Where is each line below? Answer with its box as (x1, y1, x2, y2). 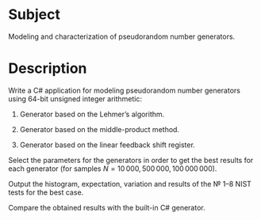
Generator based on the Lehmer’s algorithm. (19, 109, 165, 119)
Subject (8, 6, 61, 24)
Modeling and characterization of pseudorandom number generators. (8, 32, 236, 41)
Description (8, 59, 87, 78)
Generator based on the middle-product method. (19, 124, 180, 134)
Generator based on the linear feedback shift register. (19, 140, 196, 150)
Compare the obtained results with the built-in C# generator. (8, 203, 205, 212)
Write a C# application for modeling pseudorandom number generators (8, 85, 240, 95)
